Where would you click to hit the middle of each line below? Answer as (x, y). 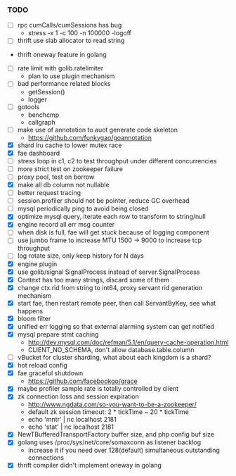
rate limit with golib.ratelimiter (60, 68)
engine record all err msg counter (66, 225)
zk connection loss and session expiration (78, 396)
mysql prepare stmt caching (58, 334)
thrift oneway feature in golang (62, 55)
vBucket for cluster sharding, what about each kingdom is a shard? (114, 358)
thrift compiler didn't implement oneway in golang (89, 465)
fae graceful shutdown (50, 373)
